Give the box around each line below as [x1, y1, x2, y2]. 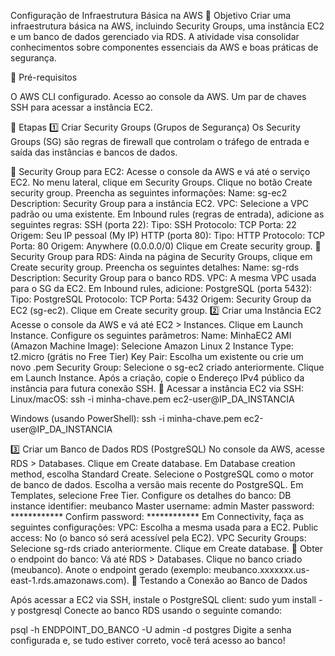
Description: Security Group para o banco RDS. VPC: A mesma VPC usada [10, 272, 317, 284]
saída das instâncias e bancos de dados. [10, 146, 178, 158]
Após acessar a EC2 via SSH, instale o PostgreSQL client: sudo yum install [10, 594, 317, 605]
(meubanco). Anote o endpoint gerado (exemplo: [10, 564, 212, 575]
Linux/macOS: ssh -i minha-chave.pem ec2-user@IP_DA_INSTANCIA [10, 393, 295, 405]
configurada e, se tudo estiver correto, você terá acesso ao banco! [10, 635, 286, 646]
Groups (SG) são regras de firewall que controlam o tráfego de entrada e [10, 136, 310, 147]
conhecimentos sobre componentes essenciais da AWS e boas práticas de [10, 41, 319, 53]
